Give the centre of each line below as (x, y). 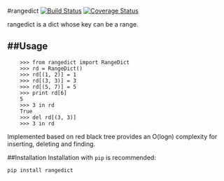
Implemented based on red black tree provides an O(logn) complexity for (112, 136)
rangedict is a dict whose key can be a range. (73, 24)
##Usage (28, 46)
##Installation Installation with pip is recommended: (82, 157)
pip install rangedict (40, 170)
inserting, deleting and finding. (51, 144)
